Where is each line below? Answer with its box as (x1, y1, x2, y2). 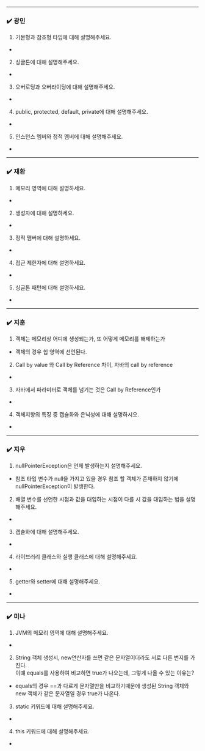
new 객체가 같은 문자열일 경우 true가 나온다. (15, 690, 121, 697)
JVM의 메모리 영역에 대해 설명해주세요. (15, 629, 109, 637)
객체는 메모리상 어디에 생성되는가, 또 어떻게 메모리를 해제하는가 (15, 335, 166, 342)
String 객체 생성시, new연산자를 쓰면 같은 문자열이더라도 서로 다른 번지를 (15, 654, 189, 661)
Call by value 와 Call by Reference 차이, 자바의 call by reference (15, 361, 173, 368)
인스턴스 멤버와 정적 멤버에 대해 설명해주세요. (15, 133, 123, 141)
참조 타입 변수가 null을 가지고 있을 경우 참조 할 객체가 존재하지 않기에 (15, 475, 179, 483)
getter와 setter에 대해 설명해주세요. (15, 578, 101, 585)
